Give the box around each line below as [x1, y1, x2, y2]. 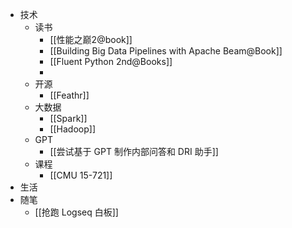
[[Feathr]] [49, 89, 90, 101]
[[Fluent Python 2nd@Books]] [49, 56, 173, 67]
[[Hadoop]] [49, 123, 97, 135]
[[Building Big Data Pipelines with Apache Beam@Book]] [49, 45, 283, 57]
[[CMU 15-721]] [49, 169, 113, 181]
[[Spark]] [49, 113, 88, 124]
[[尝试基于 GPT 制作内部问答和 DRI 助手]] [49, 146, 219, 157]
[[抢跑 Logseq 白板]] [34, 206, 119, 218]
